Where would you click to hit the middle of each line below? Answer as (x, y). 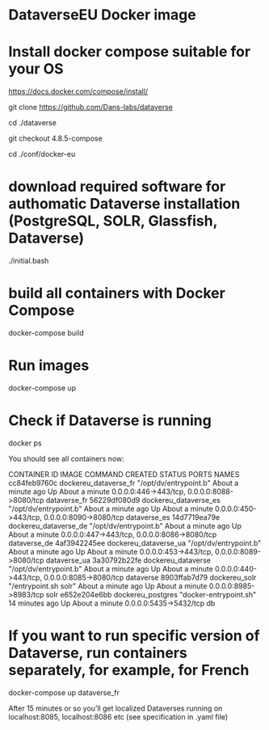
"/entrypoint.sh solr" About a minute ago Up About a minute (108, 586)
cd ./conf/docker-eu (42, 154)
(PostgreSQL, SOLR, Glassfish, (113, 221)
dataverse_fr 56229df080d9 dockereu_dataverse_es (133, 500)
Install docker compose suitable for (130, 52)
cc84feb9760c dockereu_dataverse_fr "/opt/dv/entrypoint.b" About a (124, 483)
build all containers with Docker (117, 293)
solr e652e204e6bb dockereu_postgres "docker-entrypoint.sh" (151, 594)
